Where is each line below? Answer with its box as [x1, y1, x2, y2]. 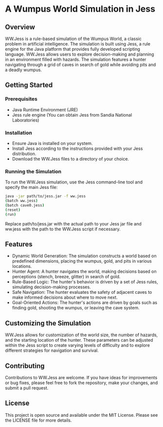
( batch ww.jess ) [5, 199, 38, 203]
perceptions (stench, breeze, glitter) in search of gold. [12, 274, 121, 280]
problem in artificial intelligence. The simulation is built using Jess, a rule [5, 41, 151, 47]
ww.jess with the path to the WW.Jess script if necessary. [5, 226, 121, 232]
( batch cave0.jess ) [5, 203, 45, 208]
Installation [5, 129, 33, 136]
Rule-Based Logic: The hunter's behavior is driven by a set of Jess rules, [12, 279, 158, 285]
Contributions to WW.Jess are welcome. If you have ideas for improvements [5, 375, 158, 381]
